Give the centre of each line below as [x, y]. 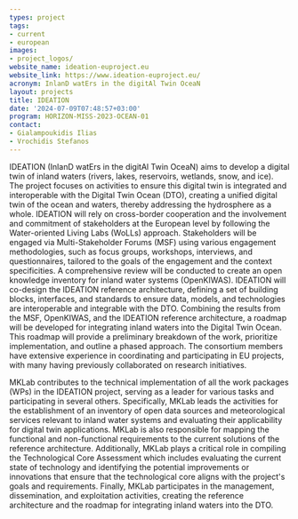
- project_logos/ [41, 59]
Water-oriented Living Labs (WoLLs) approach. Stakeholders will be [133, 233]
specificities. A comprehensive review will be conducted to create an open [146, 270]
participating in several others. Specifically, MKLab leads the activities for [144, 401]
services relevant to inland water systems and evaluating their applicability [146, 419]
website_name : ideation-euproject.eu [79, 68]
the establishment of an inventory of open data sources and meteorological [147, 411]
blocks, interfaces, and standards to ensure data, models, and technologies [148, 299]
